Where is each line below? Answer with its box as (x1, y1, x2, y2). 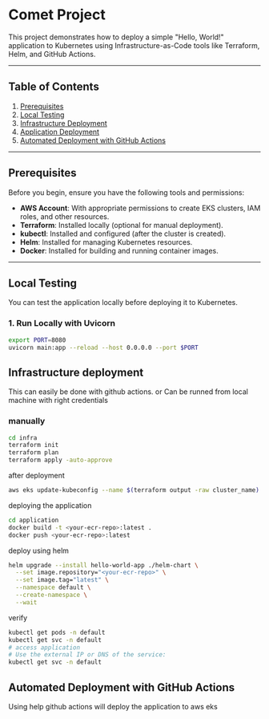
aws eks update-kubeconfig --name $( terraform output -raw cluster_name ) (8, 486, 260, 494)
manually (8, 416, 46, 427)
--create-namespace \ (15, 591, 88, 599)
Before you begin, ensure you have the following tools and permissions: (8, 187, 245, 197)
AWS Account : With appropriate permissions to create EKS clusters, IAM (19, 203, 261, 213)
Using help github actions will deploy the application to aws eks (8, 701, 218, 711)
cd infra (8, 433, 38, 442)
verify (8, 612, 28, 623)
